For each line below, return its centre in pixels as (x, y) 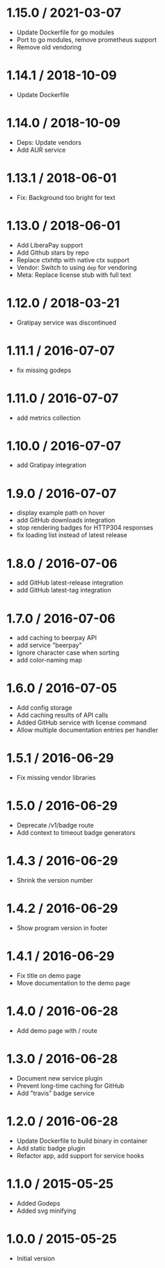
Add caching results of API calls (62, 715)
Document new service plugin (60, 1078)
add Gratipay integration (52, 465)
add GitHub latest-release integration (70, 583)
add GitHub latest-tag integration (64, 590)
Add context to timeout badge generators (76, 833)
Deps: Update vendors (49, 142)
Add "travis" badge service (55, 1093)
